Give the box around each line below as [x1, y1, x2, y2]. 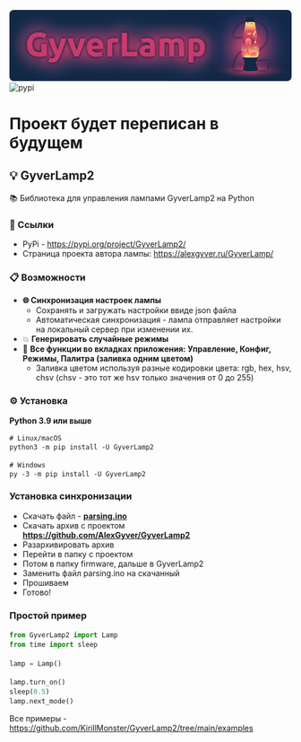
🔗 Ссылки [9, 218, 55, 231]
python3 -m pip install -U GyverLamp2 [9, 442, 154, 451]
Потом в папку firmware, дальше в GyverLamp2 [21, 558, 204, 569]
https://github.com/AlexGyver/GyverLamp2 [21, 529, 191, 540]
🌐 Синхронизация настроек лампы [21, 295, 162, 306]
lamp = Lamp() [9, 659, 63, 668]
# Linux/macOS [9, 433, 63, 442]
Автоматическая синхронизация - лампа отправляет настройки [35, 315, 281, 326]
